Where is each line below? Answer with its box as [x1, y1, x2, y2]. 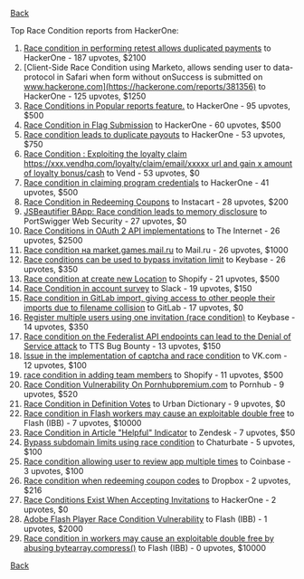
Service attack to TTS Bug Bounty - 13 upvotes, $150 [23, 341, 221, 351]
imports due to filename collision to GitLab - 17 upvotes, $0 [23, 302, 243, 313]
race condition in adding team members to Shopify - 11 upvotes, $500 [23, 370, 284, 380]
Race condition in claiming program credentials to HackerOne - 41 [23, 177, 270, 188]
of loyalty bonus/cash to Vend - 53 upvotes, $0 [23, 167, 200, 178]
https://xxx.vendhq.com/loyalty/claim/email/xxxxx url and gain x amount [23, 158, 293, 168]
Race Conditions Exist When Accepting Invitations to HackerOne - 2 [23, 495, 277, 505]
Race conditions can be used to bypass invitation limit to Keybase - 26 [23, 254, 286, 265]
